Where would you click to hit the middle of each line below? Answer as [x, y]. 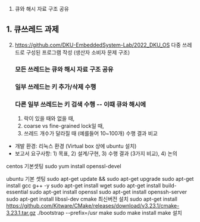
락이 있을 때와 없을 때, [49, 118]
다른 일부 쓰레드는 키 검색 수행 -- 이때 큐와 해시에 [80, 104]
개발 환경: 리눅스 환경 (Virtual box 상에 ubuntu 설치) [76, 146]
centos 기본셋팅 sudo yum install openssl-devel [64, 166]
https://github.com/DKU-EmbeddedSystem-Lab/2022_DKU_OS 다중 [98, 45]
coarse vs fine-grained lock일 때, [64, 126]
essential [17, 192]
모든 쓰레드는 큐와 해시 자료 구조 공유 [64, 69]
